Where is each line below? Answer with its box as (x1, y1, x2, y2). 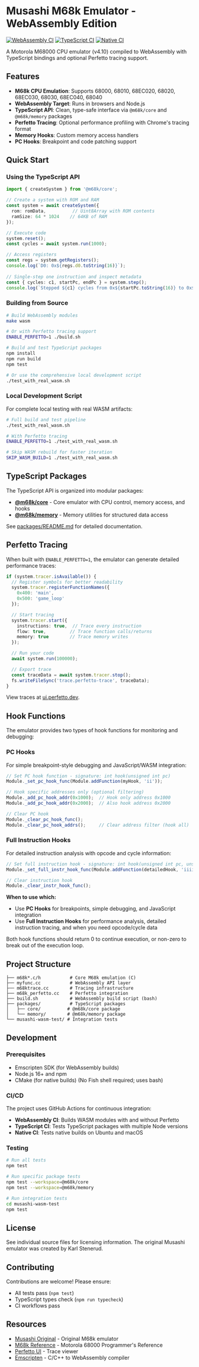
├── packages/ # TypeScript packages (6, 1001, 126, 1007)
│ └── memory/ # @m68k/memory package (6, 1012, 126, 1018)
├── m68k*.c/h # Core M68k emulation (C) (6, 975, 136, 981)
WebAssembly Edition (6, 17, 117, 30)
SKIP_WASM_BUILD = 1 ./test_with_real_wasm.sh (6, 455, 118, 461)
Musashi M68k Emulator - (6, 4, 136, 18)
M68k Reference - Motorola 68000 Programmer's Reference (14, 1341, 163, 1349)
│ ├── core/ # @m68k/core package (6, 1006, 120, 1012)
